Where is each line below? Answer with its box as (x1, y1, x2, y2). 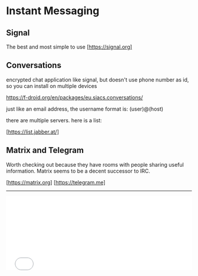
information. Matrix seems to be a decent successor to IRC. (6, 167, 150, 174)
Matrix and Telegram (6, 145, 84, 155)
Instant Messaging (6, 4, 100, 18)
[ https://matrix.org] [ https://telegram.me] (6, 178, 106, 186)
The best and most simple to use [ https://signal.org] (6, 43, 133, 50)
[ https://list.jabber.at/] (6, 128, 59, 135)
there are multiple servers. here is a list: (6, 116, 102, 124)
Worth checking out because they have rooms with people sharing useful (6, 161, 184, 168)
